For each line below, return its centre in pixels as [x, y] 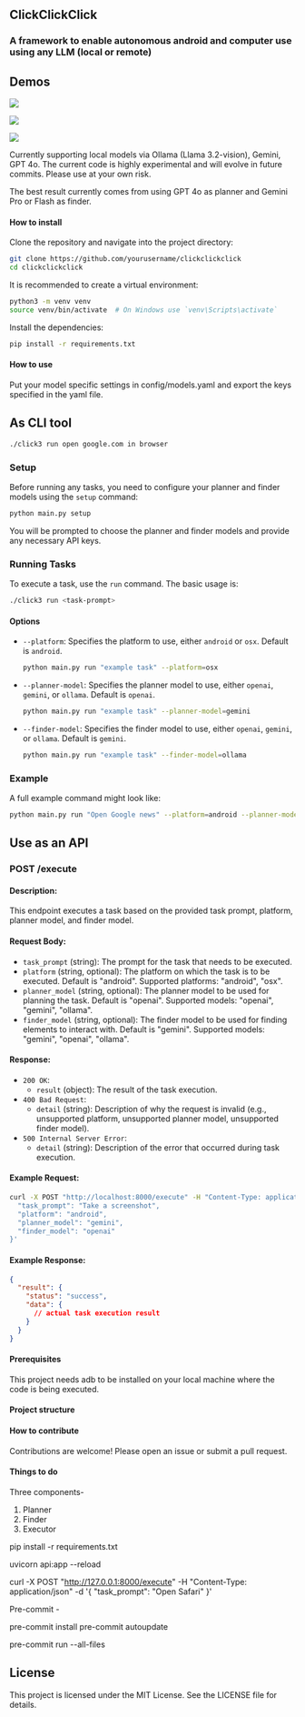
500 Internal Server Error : [74, 1138]
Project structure [42, 1410]
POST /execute [43, 869]
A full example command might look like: [85, 798]
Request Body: [38, 941]
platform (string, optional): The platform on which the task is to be [146, 971]
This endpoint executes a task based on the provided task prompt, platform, [151, 911]
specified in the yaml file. [56, 394]
